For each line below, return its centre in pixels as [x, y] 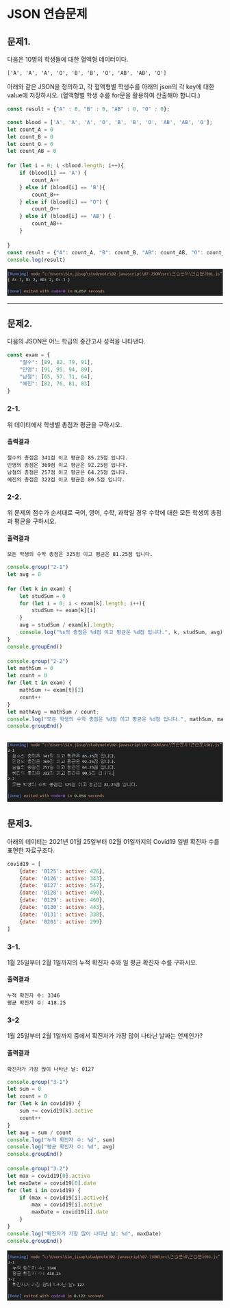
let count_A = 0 [30, 130]
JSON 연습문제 [47, 14]
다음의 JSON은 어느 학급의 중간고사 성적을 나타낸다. [76, 341]
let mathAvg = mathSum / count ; [53, 712]
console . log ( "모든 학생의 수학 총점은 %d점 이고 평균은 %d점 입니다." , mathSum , [111, 719]
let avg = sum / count [39, 1133]
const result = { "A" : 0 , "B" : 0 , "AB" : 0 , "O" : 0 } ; [88, 109]
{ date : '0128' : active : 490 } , [63, 893]
